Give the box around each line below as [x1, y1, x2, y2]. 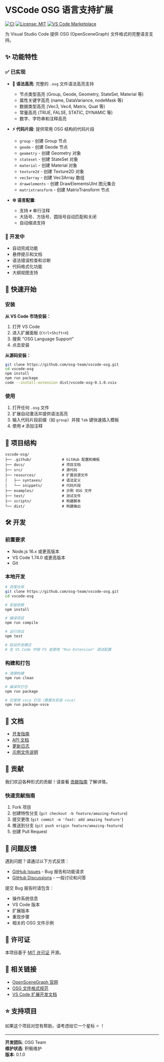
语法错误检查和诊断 [12, 257, 51, 263]
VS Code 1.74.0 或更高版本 [12, 554, 66, 560]
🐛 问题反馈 [5, 844, 37, 853]
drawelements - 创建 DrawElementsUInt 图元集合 [19, 180, 116, 186]
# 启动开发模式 [5, 642, 32, 648]
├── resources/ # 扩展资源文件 [5, 473, 88, 478]
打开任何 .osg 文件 [12, 405, 50, 411]
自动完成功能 [12, 245, 38, 251]
